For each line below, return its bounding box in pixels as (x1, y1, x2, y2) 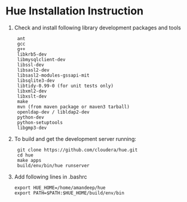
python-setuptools (17, 119, 63, 125)
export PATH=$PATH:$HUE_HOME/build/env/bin (14, 190, 125, 196)
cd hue (17, 152, 33, 158)
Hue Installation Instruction (5, 4, 144, 18)
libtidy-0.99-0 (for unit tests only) (17, 83, 114, 89)
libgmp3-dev (17, 125, 47, 131)
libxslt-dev (17, 93, 47, 100)
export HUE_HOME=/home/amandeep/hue (14, 185, 106, 191)
